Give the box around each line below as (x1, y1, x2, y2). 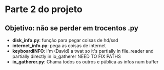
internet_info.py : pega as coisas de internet (12, 43, 106, 49)
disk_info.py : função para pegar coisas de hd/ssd (12, 37, 118, 43)
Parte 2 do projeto (5, 4, 83, 15)
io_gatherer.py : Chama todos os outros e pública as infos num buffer (12, 59, 159, 64)
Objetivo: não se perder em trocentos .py (5, 24, 139, 32)
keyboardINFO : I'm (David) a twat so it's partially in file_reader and (12, 48, 154, 54)
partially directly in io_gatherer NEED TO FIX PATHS (12, 53, 121, 59)
